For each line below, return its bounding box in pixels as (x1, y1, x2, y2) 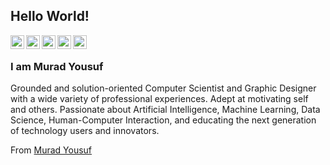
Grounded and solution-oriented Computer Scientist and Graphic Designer (10, 82, 317, 94)
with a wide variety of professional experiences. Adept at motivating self (10, 93, 309, 105)
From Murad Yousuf (10, 144, 93, 156)
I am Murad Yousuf (10, 59, 104, 73)
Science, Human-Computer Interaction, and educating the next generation (10, 114, 317, 126)
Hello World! (10, 8, 90, 25)
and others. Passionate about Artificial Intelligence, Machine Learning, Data (10, 104, 321, 116)
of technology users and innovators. (10, 125, 160, 137)
